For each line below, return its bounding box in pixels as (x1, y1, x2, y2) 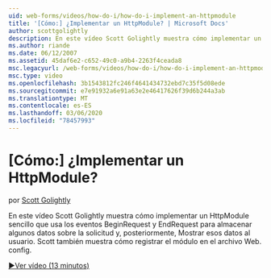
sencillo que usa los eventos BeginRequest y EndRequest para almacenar (8, 219, 252, 229)
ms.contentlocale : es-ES (8, 102, 92, 110)
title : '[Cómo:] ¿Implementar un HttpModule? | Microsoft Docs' (8, 19, 229, 27)
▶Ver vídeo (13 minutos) (8, 260, 90, 270)
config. (8, 245, 32, 255)
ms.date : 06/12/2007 (8, 49, 78, 57)
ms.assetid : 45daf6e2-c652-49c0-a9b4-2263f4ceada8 (8, 57, 182, 65)
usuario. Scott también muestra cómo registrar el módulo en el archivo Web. (8, 236, 262, 246)
